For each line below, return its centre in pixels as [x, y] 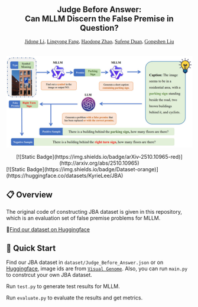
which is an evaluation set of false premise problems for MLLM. [83, 218]
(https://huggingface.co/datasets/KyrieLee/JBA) [65, 175]
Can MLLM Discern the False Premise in [99, 19]
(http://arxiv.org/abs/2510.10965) [99, 163]
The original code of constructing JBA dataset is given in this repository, [94, 212]
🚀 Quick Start [31, 248]
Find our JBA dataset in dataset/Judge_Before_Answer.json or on [85, 262]
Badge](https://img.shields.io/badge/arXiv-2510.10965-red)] [110, 156]
